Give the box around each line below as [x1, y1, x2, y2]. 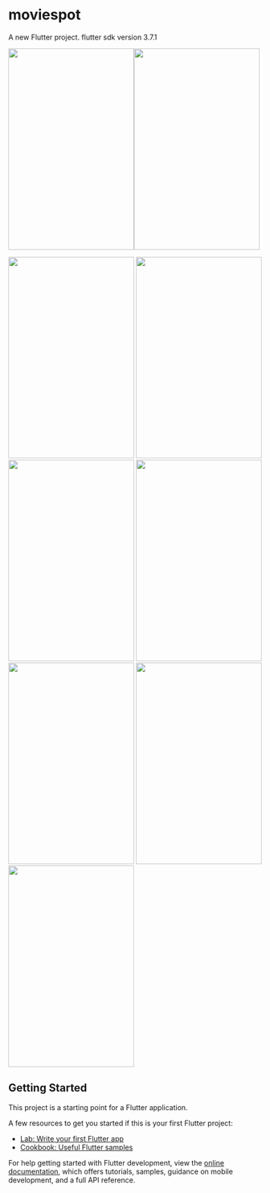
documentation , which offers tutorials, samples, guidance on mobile [8, 1166, 233, 1176]
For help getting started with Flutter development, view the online [8, 1158, 225, 1167]
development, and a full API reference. [8, 1174, 136, 1185]
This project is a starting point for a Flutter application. [8, 1102, 188, 1112]
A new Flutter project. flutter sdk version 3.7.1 [8, 32, 157, 42]
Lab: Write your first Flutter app [19, 1133, 125, 1143]
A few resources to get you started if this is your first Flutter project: [8, 1118, 233, 1128]
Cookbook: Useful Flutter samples [19, 1142, 133, 1152]
